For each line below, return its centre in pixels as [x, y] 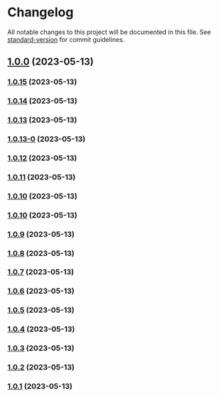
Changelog [40, 12]
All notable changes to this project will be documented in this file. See [109, 32]
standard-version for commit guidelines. [66, 39]
